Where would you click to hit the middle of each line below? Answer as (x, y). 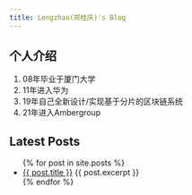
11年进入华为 (45, 90)
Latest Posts (45, 141)
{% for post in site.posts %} (74, 163)
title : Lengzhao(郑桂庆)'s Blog (68, 17)
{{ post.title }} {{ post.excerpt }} (81, 173)
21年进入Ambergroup (61, 113)
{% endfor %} (48, 182)
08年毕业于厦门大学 (59, 79)
